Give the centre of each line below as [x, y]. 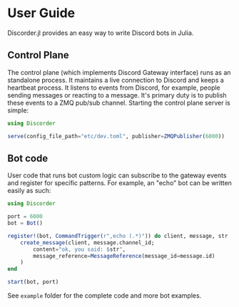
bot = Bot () [25, 223]
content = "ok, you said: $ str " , [80, 249]
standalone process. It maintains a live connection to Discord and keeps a [116, 80]
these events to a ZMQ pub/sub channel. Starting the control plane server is [119, 103]
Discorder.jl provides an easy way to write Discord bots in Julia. [101, 33]
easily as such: [29, 191]
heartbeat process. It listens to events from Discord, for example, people [114, 88]
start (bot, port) [33, 282]
